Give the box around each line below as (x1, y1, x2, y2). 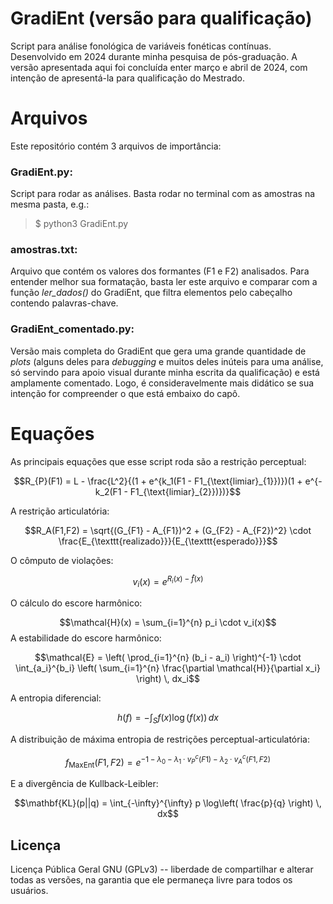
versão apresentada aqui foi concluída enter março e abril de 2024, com (10, 61, 308, 73)
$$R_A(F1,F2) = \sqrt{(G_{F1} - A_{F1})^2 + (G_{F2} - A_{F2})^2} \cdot (24, 524, 312, 536)
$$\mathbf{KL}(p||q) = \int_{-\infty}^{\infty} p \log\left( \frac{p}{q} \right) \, (14, 797, 322, 809)
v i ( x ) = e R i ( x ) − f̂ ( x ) (132, 573, 204, 590)
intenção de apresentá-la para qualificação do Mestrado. (10, 72, 245, 84)
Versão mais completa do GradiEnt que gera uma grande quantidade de (10, 345, 307, 357)
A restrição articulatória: (10, 505, 110, 517)
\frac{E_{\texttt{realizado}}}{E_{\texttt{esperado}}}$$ (58, 535, 278, 547)
